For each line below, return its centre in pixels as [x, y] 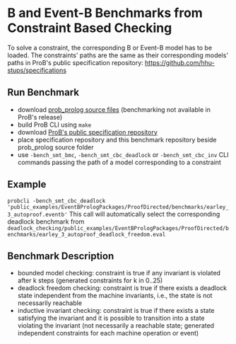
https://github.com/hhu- [179, 62]
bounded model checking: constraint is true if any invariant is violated [119, 273]
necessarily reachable [50, 303]
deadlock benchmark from [46, 222]
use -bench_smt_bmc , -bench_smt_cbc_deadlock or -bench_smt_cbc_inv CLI [123, 154]
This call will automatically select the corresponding [144, 214]
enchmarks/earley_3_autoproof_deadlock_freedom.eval [87, 234]
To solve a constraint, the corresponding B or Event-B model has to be [110, 47]
